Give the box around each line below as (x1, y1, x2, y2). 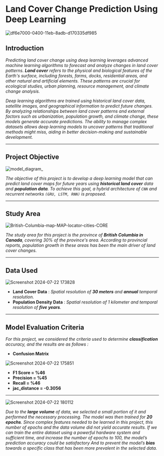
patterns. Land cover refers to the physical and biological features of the (5, 67, 152, 73)
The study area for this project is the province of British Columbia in (5, 232, 143, 238)
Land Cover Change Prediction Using (5, 3, 158, 15)
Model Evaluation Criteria (5, 323, 84, 331)
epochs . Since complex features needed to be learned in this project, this (5, 419, 153, 425)
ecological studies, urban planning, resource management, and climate (5, 83, 149, 89)
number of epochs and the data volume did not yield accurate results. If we (5, 424, 157, 430)
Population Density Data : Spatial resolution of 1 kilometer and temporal (12, 299, 158, 305)
